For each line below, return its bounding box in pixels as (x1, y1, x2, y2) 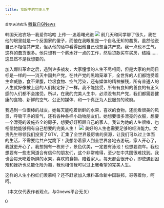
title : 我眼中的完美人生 (5, 7, 50, 12)
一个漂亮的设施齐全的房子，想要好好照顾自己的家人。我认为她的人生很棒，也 (5, 119, 159, 125)
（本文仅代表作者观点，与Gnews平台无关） (5, 189, 92, 194)
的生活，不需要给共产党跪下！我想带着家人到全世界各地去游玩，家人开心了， (5, 137, 159, 143)
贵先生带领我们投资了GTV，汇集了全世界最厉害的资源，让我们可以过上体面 (5, 131, 155, 137)
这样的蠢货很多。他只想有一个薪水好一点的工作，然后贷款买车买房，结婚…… (5, 50, 158, 56)
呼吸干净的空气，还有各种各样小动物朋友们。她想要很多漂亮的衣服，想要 (13, 113, 159, 119)
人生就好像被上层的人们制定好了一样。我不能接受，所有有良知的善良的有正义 (5, 84, 159, 90)
